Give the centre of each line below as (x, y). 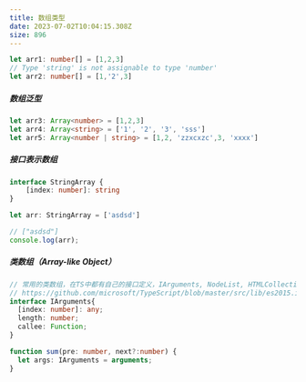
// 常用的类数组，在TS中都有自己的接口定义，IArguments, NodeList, (127, 284)
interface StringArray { (56, 182)
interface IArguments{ (52, 301)
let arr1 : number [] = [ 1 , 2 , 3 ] (67, 60)
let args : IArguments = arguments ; (85, 360)
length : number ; (48, 318)
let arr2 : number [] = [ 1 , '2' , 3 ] (71, 77)
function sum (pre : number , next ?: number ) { (93, 351)
